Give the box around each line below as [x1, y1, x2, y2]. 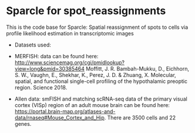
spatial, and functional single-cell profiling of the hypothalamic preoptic [14, 78, 188, 85]
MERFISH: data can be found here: [14, 52, 99, 59]
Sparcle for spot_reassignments [6, 4, 166, 18]
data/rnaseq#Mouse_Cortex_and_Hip [14, 114, 105, 121]
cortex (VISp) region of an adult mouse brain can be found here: [14, 101, 170, 108]
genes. [14, 120, 32, 127]
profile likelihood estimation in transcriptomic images [6, 29, 134, 36]
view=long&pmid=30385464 [14, 65, 85, 72]
